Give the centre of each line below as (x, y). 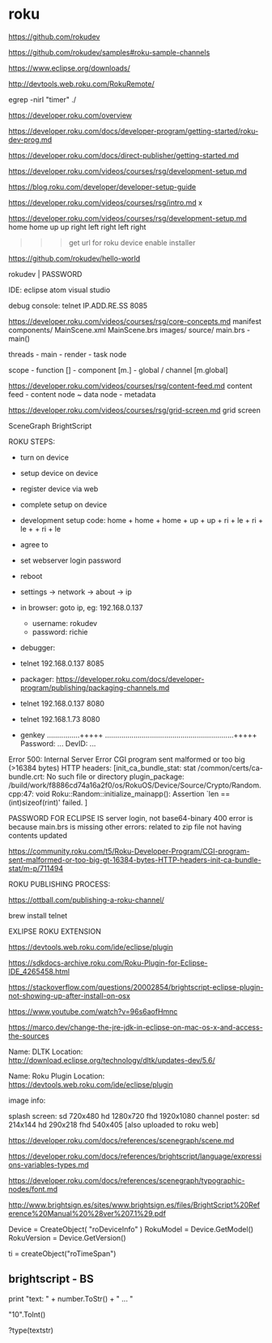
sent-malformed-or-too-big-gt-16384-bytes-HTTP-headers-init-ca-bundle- (135, 859)
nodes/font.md (33, 1189)
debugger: (38, 647)
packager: (37, 679)
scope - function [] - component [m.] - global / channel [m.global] (118, 369)
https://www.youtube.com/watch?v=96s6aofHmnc (93, 1011)
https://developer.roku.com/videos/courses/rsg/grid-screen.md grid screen (135, 410)
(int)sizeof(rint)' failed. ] (48, 802)
